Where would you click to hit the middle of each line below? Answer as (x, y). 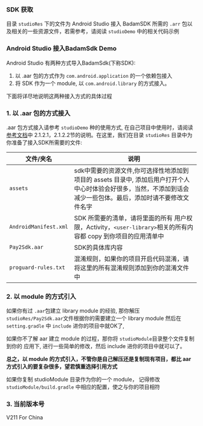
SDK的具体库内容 (98, 247)
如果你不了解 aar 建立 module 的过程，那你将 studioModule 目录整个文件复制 (100, 339)
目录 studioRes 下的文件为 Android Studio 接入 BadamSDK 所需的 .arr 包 (97, 24)
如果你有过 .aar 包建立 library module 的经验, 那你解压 (73, 311)
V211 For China (25, 418)
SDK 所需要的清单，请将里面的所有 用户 (130, 218)
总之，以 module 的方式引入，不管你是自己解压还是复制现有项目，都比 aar (99, 359)
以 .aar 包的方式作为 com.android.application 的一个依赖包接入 (94, 75)
